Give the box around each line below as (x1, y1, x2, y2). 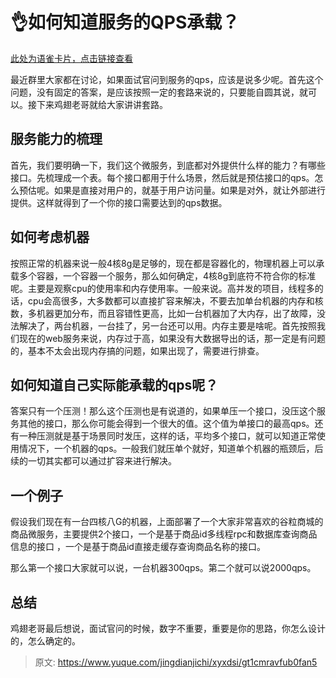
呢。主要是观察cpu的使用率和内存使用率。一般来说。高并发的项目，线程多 (10, 282, 315, 294)
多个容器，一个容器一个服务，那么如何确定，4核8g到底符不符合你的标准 (18, 269, 317, 282)
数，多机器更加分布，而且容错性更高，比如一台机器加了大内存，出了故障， (10, 307, 317, 319)
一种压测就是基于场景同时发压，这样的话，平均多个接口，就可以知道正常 (18, 430, 317, 442)
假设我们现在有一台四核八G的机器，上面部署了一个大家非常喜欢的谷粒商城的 (10, 516, 324, 528)
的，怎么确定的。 (10, 635, 81, 647)
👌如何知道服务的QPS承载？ (10, 11, 240, 34)
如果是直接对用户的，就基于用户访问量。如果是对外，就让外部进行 (53, 184, 326, 196)
